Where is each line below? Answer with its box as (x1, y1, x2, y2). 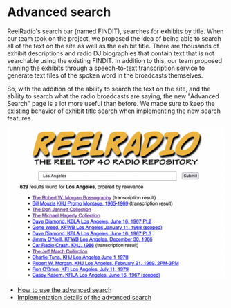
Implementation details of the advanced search (17, 293, 152, 302)
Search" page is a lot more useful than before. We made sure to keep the (7, 99, 216, 107)
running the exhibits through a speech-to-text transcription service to (7, 64, 205, 72)
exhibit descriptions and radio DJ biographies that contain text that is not (7, 49, 214, 57)
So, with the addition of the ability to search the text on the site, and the (7, 84, 211, 93)
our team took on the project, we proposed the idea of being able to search (7, 34, 221, 42)
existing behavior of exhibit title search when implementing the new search (7, 107, 221, 115)
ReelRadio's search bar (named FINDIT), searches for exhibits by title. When (7, 27, 224, 35)
